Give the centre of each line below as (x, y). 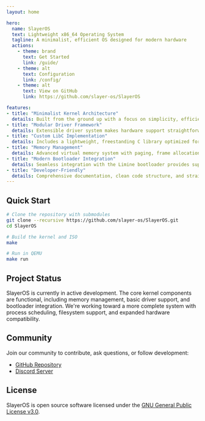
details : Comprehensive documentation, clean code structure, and (98, 176)
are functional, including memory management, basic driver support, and (98, 299)
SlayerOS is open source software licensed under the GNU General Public (99, 405)
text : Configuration (49, 74)
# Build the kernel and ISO (42, 237)
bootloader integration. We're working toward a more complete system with (101, 306)
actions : (23, 46)
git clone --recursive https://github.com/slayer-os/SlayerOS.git (92, 220)
